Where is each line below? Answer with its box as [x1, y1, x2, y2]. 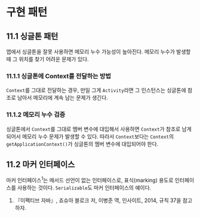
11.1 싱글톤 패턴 [6, 31, 59, 41]
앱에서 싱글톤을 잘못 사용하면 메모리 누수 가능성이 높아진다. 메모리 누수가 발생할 [6, 48, 191, 55]
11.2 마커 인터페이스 [6, 159, 75, 169]
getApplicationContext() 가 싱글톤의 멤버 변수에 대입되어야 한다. [6, 140, 159, 147]
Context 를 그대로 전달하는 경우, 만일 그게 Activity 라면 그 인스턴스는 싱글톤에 [6, 87, 186, 94]
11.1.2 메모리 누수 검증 [6, 111, 66, 119]
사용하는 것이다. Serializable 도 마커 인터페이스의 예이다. [17, 184, 152, 191]
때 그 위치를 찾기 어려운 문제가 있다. [6, 56, 89, 63]
